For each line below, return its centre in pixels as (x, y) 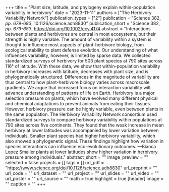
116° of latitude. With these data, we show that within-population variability (83, 66)
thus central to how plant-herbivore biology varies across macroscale (77, 82)
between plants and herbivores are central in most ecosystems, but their (81, 34)
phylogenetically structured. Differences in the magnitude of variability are (82, 77)
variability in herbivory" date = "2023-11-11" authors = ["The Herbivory (78, 13)
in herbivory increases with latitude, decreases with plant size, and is (77, 72)
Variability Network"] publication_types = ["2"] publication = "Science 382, (83, 18)
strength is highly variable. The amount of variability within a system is (78, 39)
